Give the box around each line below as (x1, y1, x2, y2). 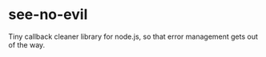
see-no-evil (8, 6, 88, 24)
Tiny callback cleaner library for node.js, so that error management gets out (8, 32, 259, 41)
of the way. (8, 40, 46, 49)
